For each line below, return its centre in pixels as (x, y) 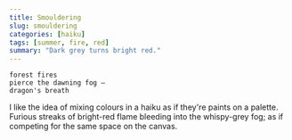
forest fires (33, 75)
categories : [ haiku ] (48, 34)
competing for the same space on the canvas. (93, 127)
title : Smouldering (45, 17)
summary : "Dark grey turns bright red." (85, 51)
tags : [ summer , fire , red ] (59, 42)
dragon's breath (39, 91)
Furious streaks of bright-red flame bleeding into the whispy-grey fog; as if (146, 117)
